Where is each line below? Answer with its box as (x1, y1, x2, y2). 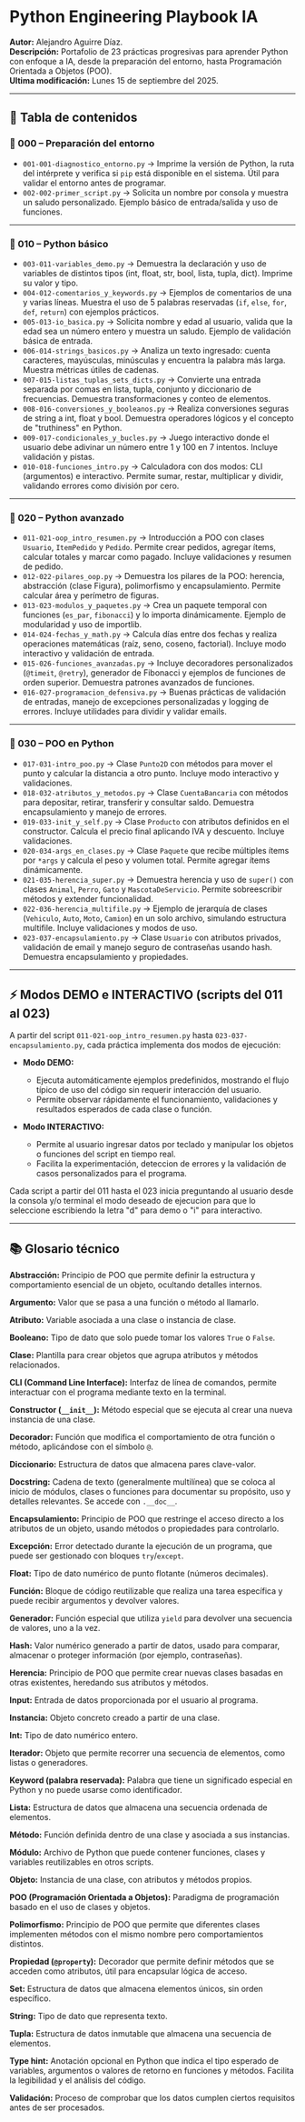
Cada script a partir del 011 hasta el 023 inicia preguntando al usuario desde (9, 1186, 294, 1196)
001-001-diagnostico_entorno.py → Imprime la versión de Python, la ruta (22, 157, 295, 169)
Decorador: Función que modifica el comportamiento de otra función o (9, 1432, 275, 1443)
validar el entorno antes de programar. (22, 177, 166, 188)
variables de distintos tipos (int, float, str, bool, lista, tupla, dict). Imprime (22, 267, 293, 278)
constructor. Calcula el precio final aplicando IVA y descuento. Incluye (22, 826, 285, 836)
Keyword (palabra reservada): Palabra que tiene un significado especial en (9, 1775, 293, 1786)
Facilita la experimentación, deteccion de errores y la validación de (35, 1158, 287, 1169)
